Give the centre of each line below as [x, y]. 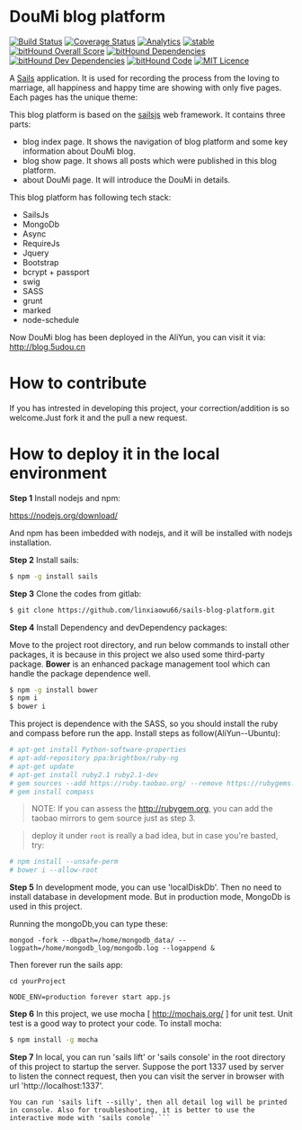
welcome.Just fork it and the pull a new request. [98, 417]
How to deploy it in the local [115, 454]
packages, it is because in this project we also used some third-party [137, 654]
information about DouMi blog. [79, 151]
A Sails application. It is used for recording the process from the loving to [145, 77]
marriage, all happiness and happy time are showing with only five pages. [146, 87]
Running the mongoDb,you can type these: [89, 924]
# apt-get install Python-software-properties [98, 750]
